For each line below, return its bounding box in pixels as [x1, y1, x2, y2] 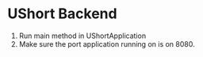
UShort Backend [7, 5, 117, 23]
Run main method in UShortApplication [18, 31, 147, 40]
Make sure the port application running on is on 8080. [18, 39, 195, 48]
